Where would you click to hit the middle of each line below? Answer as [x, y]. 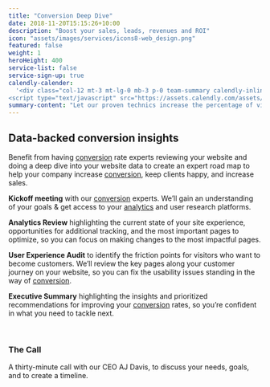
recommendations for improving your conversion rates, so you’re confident [133, 304]
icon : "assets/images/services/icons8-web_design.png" [102, 38]
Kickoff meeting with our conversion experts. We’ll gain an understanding [131, 198]
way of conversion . [40, 280]
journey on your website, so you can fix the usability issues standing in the [132, 272]
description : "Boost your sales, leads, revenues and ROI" [109, 31]
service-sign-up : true [46, 75]
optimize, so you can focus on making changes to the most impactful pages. [135, 239]
